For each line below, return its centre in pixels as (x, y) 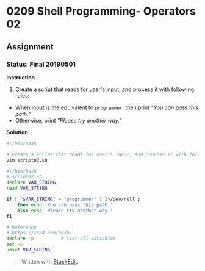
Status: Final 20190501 (41, 64)
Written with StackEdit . (50, 261)
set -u (15, 244)
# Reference (21, 227)
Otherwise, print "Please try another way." (68, 120)
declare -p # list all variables (61, 239)
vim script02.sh (27, 160)
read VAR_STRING (27, 188)
